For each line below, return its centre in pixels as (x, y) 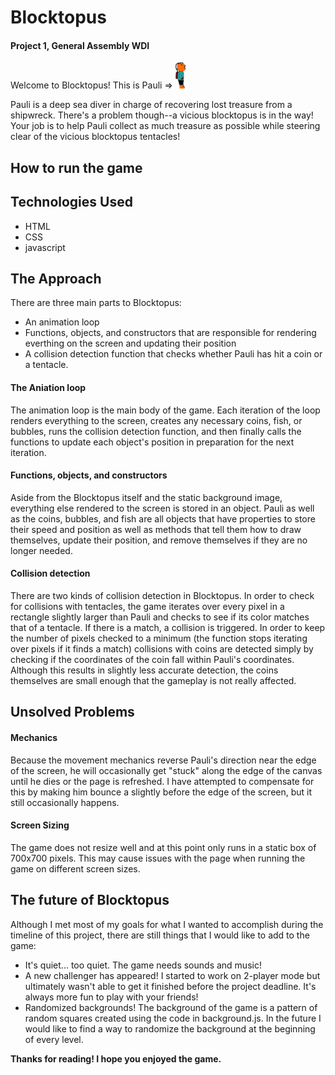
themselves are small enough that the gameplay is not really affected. (153, 681)
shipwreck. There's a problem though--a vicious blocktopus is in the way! (162, 115)
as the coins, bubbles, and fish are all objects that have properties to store (163, 518)
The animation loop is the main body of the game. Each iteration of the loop (165, 410)
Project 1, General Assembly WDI (80, 45)
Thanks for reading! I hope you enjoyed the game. (116, 1058)
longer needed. (41, 550)
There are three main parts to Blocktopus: (96, 303)
